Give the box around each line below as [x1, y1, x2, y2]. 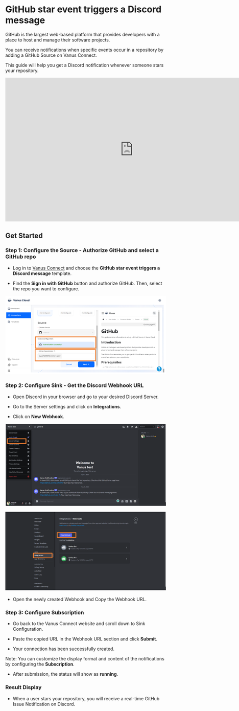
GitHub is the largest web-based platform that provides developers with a [5, 31, 160, 37]
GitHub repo [5, 253, 36, 260]
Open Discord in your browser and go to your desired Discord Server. [12, 394, 159, 400]
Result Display [5, 684, 42, 691]
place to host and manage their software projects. [5, 37, 110, 43]
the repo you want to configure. [12, 285, 80, 292]
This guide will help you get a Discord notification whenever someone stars [5, 62, 164, 68]
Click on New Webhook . [12, 413, 65, 420]
